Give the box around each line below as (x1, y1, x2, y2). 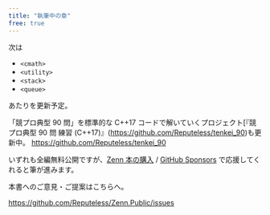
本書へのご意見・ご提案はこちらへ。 (8, 181, 129, 191)
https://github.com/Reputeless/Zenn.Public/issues (8, 197, 174, 207)
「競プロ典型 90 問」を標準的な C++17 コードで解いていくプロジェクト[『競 (8, 117, 257, 127)
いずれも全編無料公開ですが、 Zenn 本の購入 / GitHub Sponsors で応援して (8, 154, 254, 164)
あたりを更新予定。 (8, 100, 72, 110)
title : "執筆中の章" (8, 11, 71, 20)
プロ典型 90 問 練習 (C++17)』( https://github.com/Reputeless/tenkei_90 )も (8, 128, 255, 137)
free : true (8, 19, 45, 27)
